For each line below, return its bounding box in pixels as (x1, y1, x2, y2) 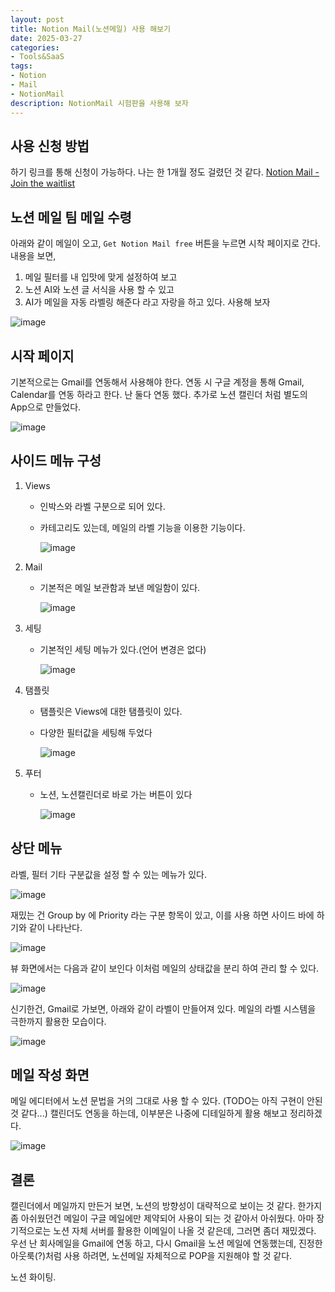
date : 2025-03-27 (10, 33, 83, 43)
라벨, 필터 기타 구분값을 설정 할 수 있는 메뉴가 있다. (10, 868, 207, 880)
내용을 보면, (10, 250, 57, 262)
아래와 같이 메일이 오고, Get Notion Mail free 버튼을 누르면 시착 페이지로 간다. (10, 237, 321, 250)
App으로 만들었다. (10, 401, 82, 413)
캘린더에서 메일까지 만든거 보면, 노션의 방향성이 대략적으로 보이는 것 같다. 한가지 (10, 1200, 323, 1212)
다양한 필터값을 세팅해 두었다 (39, 726, 153, 738)
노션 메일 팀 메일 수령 (10, 209, 132, 226)
